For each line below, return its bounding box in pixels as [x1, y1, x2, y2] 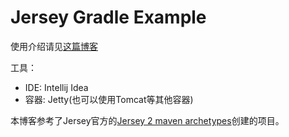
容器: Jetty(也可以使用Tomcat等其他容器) [24, 93, 194, 105]
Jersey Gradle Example [10, 6, 207, 29]
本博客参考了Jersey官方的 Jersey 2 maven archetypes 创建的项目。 [10, 114, 285, 126]
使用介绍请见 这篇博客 [10, 40, 98, 52]
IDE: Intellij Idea [24, 81, 89, 93]
